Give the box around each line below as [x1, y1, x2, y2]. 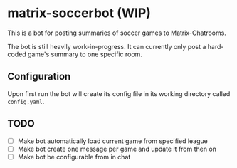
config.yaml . [7, 97, 45, 105]
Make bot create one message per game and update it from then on [17, 145, 217, 153]
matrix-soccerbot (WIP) [7, 5, 152, 21]
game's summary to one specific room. [27, 50, 142, 58]
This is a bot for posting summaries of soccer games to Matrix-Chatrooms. [7, 28, 226, 37]
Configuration [7, 70, 71, 83]
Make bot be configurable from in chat [17, 152, 131, 161]
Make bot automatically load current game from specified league [17, 137, 208, 145]
